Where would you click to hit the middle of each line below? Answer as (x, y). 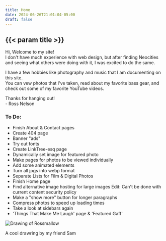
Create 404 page (30, 133)
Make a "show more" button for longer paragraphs (65, 198)
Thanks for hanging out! (30, 99)
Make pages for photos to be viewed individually (63, 160)
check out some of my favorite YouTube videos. (55, 88)
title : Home (18, 10)
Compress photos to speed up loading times (58, 203)
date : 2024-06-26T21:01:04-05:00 (40, 15)
